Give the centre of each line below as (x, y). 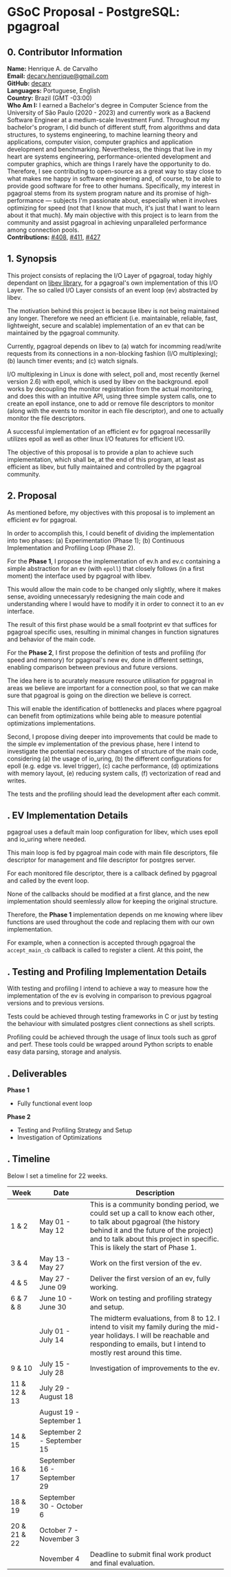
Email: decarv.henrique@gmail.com (58, 76)
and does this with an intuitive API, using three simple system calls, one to (112, 396)
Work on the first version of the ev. (146, 1263)
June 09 (53, 1287)
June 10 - (56, 1298)
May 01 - (55, 1221)
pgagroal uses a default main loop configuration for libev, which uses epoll (113, 832)
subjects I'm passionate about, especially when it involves (135, 200)
